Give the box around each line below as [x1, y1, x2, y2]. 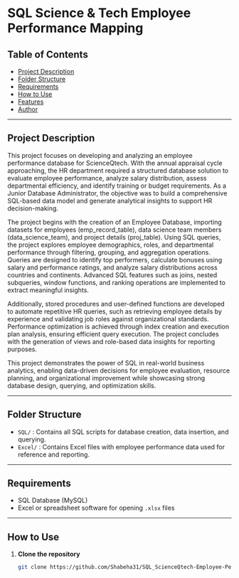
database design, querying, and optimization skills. [7, 381, 156, 390]
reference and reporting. [17, 450, 90, 459]
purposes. [7, 345, 38, 353]
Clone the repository [17, 550, 80, 559]
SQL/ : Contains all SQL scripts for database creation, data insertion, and [17, 427, 229, 436]
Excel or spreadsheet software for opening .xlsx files [17, 503, 175, 513]
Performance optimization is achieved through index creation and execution [7, 322, 230, 331]
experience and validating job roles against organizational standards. [7, 314, 209, 323]
